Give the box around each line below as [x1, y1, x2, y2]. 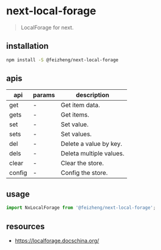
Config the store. [60, 168, 108, 177]
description [75, 91, 109, 99]
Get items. [60, 111, 89, 119]
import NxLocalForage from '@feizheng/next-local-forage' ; [6, 205, 156, 211]
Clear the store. [60, 159, 104, 167]
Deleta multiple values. [60, 149, 125, 158]
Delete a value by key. [60, 140, 122, 148]
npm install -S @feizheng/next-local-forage [6, 57, 119, 63]
